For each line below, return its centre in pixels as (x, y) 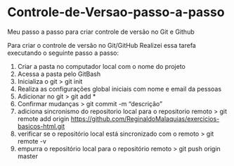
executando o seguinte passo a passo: (63, 53)
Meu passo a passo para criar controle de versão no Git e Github (101, 32)
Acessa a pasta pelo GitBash (59, 74)
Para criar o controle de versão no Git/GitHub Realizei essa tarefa (102, 45)
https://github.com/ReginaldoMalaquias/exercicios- (145, 119)
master (28, 156)
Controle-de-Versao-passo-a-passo (116, 12)
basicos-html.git (41, 126)
